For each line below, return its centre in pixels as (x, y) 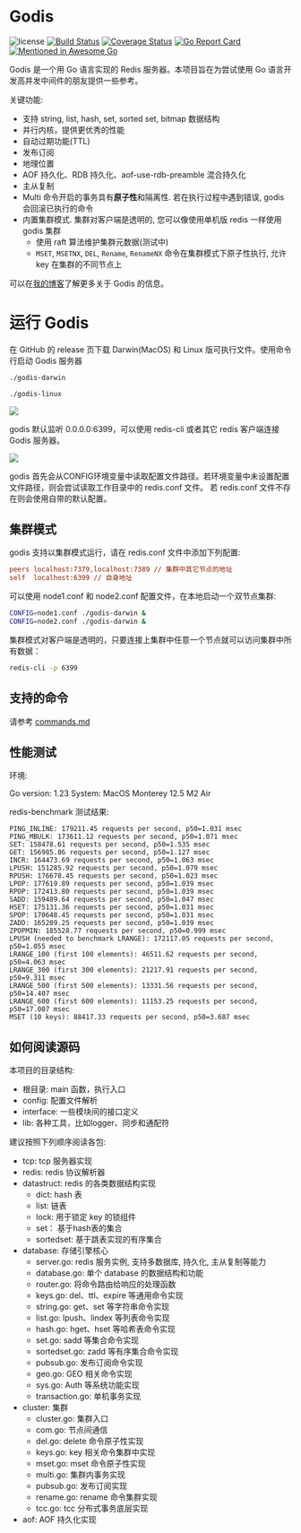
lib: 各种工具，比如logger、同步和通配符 (96, 1123)
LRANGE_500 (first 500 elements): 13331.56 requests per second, (133, 986)
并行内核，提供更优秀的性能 (73, 130)
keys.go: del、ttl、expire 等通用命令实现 (109, 1295)
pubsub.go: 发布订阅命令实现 (89, 1363)
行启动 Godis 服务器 (46, 360)
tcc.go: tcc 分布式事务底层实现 (92, 1509)
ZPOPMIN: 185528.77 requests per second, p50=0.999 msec (118, 931)
